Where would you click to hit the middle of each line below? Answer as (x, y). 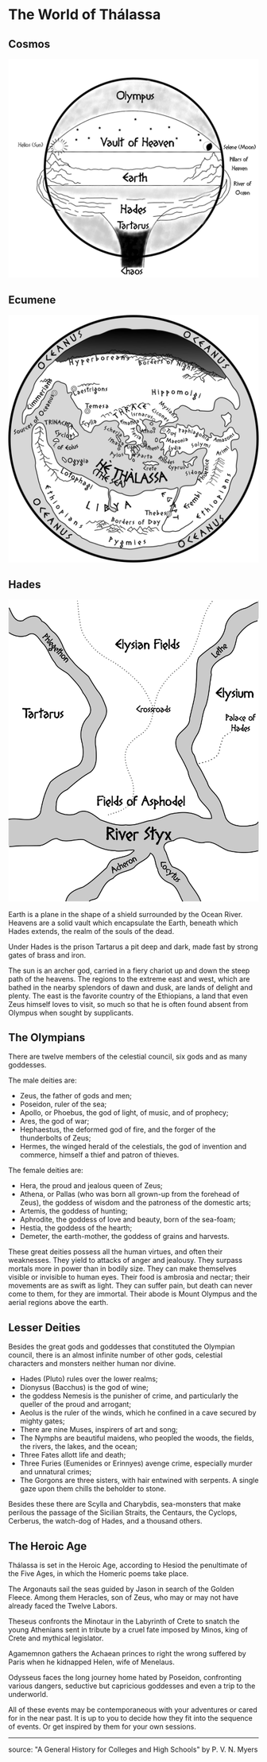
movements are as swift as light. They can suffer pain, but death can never (130, 1286)
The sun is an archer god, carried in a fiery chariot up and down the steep (129, 970)
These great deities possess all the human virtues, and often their (116, 1252)
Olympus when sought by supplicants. (71, 1013)
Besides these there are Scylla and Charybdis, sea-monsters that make (124, 1504)
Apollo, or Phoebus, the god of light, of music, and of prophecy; (124, 1113)
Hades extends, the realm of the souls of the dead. (91, 931)
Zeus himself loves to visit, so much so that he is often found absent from (128, 1004)
